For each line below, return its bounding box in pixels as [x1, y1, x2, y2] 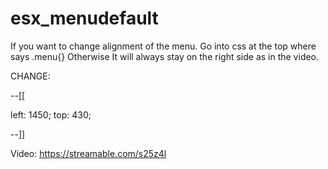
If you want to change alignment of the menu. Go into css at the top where [10, 40, 317, 52]
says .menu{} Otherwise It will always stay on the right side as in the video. [10, 50, 320, 62]
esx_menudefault [10, 7, 159, 30]
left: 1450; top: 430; [10, 108, 92, 121]
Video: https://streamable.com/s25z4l [10, 147, 167, 159]
